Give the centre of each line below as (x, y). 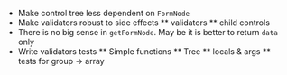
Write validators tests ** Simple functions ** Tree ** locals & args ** (144, 52)
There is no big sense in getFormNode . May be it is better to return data (148, 32)
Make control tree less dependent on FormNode (104, 13)
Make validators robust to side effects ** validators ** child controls (144, 23)
